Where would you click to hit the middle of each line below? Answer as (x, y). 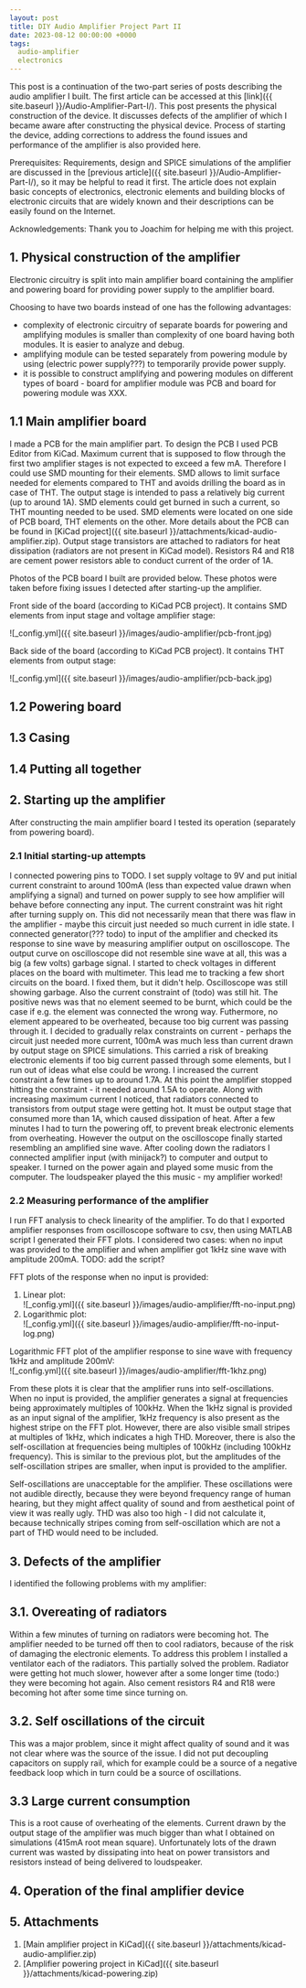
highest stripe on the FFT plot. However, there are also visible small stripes (150, 1427)
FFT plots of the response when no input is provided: (109, 1277)
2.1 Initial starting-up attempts (78, 855)
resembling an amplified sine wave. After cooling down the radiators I (140, 1147)
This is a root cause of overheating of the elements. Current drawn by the (148, 1823)
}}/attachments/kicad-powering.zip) (90, 1973)
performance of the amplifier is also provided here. (105, 145)
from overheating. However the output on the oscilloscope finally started (146, 1138)
